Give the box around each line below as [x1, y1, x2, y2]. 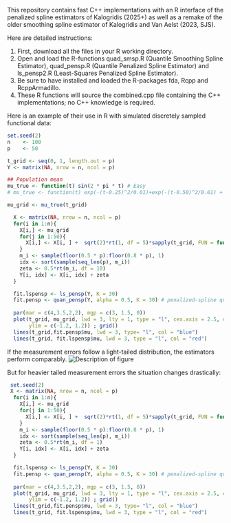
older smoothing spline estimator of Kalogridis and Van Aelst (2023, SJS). [7, 21, 216, 28]
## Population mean [7, 176, 63, 183]
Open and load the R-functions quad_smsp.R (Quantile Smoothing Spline [16, 54, 223, 63]
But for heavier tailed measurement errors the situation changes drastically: [7, 368, 221, 376]
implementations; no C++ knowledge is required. [16, 98, 156, 106]
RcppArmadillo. [16, 84, 60, 92]
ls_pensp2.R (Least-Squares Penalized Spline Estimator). [16, 69, 179, 77]
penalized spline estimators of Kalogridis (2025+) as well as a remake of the [7, 13, 223, 21]
